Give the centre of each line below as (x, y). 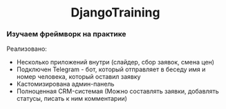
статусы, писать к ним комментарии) (72, 99)
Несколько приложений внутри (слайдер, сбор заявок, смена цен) (115, 62)
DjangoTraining (115, 13)
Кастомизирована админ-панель (65, 84)
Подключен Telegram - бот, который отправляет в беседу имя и (111, 69)
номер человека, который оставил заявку (78, 77)
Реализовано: (27, 49)
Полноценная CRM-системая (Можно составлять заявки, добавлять (117, 91)
